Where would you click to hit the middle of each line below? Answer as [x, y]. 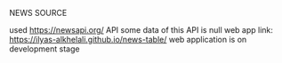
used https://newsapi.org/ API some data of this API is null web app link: [141, 30]
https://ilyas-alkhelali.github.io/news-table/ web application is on [128, 39]
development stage [44, 49]
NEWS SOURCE [38, 13]
